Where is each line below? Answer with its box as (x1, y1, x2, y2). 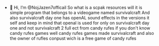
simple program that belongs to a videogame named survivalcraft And (9, 10, 150, 15)
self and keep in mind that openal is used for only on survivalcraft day (9, 20, 150, 26)
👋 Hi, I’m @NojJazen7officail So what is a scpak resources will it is (9, 5, 142, 10)
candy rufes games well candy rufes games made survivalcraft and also (9, 31, 154, 36)
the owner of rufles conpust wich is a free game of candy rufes (9, 35, 137, 41)
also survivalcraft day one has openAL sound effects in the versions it (9, 15, 150, 20)
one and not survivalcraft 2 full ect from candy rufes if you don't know (9, 25, 151, 31)
